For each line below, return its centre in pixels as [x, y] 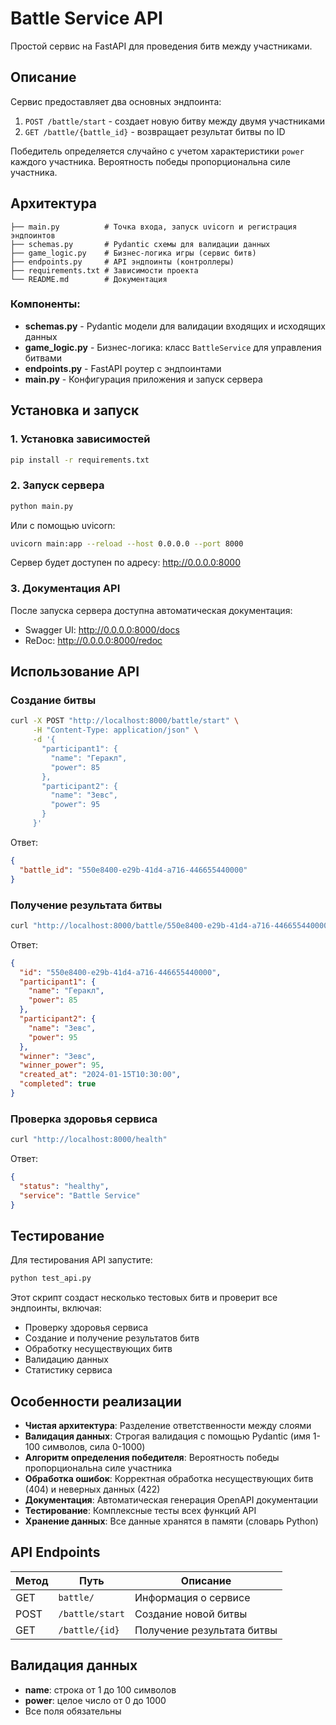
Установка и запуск [75, 410]
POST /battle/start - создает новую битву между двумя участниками [175, 121]
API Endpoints [55, 1552]
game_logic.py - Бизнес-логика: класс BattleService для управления [173, 347]
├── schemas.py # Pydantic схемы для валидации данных [140, 244]
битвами [43, 358]
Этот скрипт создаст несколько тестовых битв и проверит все [144, 1298]
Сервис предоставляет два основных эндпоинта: [116, 101]
